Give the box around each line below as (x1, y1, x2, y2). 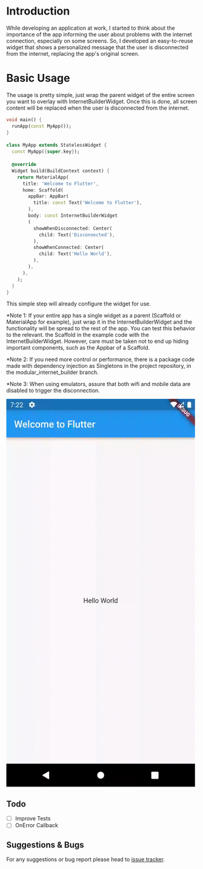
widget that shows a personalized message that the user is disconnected (6, 44, 189, 51)
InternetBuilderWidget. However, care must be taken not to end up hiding (6, 338, 189, 345)
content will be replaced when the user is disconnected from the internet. (6, 104, 190, 112)
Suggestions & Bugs (6, 839, 84, 850)
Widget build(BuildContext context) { (12, 168, 110, 174)
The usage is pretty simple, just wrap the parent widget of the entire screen (6, 91, 195, 98)
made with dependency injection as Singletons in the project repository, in (6, 362, 191, 370)
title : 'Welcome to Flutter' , (22, 181, 99, 187)
